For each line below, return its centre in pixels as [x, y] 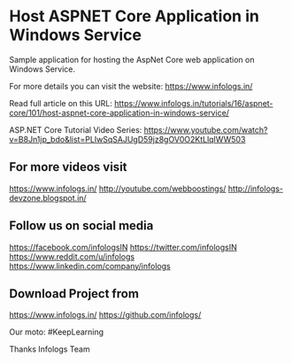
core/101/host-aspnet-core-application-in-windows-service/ [119, 112]
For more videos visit [68, 167]
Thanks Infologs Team [50, 349]
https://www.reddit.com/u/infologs [72, 256]
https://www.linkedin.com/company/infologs [90, 266]
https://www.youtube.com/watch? [206, 129]
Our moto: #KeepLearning [57, 332]
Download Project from [74, 293]
